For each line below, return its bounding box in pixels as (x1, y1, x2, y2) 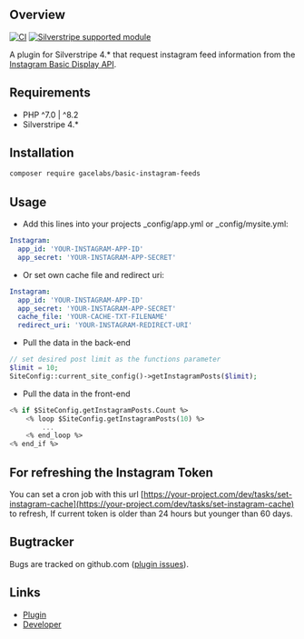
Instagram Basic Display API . (9, 58, 117, 69)
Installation (9, 145, 74, 161)
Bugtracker (9, 534, 74, 550)
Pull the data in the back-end (22, 337, 132, 348)
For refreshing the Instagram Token (9, 464, 213, 480)
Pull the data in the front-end (22, 388, 131, 399)
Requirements (9, 85, 91, 101)
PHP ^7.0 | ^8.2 (22, 109, 79, 120)
